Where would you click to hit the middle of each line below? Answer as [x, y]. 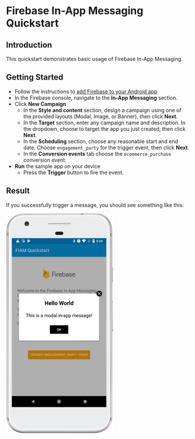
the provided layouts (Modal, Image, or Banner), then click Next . [100, 116]
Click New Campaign [40, 104]
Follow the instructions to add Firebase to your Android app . [87, 91]
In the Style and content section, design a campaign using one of [102, 110]
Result [18, 191]
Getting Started [35, 77]
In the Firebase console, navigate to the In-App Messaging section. [96, 97]
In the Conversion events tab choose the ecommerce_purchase [97, 154]
